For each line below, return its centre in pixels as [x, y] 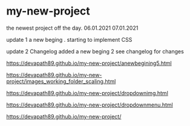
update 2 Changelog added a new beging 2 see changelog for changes [95, 51]
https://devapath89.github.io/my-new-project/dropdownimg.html [87, 93]
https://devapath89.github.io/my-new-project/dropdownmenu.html [90, 105]
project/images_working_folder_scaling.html [61, 81]
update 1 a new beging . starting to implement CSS [69, 39]
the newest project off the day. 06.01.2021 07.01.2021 [72, 28]
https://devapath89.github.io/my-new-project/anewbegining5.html [89, 63]
